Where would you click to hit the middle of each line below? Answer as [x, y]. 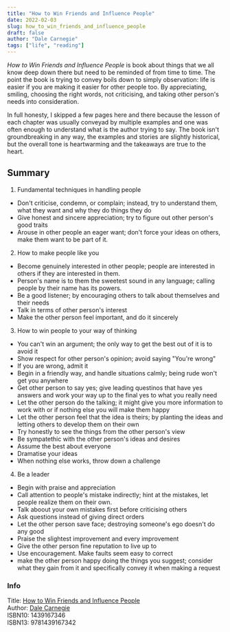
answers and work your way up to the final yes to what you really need [117, 395]
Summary [28, 173]
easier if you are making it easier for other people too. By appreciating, [107, 87]
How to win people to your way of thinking [77, 330]
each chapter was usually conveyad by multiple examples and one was [107, 122]
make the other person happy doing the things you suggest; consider [115, 560]
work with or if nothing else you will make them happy [93, 409]
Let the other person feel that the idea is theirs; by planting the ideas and [120, 417]
